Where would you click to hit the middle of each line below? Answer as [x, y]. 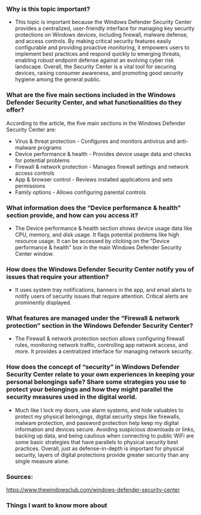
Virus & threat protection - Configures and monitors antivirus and [95, 141]
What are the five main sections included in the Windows [91, 95]
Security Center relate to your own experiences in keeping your [100, 375]
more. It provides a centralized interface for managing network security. [104, 351]
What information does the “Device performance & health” [94, 208]
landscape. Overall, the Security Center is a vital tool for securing [95, 67]
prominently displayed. [43, 303]
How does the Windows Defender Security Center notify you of [100, 269]
